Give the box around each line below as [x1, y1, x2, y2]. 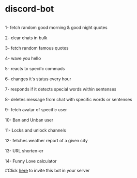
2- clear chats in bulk [5, 35, 47, 41]
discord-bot [5, 3, 54, 15]
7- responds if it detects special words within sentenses [5, 86, 117, 92]
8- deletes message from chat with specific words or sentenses [5, 96, 132, 102]
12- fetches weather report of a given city [5, 137, 88, 143]
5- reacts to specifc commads [5, 65, 65, 71]
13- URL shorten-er [5, 148, 44, 153]
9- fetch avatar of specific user [5, 106, 67, 112]
